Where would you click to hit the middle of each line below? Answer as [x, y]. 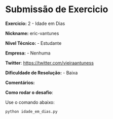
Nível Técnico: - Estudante [33, 43]
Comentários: [20, 82]
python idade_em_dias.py [31, 111]
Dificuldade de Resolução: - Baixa [42, 73]
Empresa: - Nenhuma [28, 53]
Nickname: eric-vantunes [32, 33]
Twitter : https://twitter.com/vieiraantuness [49, 63]
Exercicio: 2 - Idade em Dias [35, 23]
